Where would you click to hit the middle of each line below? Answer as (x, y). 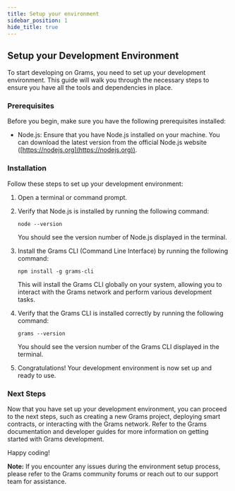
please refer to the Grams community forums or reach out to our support (113, 474)
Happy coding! (29, 453)
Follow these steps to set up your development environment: (95, 184)
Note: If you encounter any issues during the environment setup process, (114, 466)
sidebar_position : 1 (38, 20)
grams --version (41, 333)
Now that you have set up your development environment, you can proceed (117, 409)
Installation (27, 168)
